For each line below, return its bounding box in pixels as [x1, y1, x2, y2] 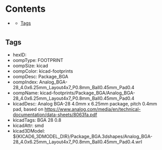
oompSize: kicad [12, 62, 49, 69]
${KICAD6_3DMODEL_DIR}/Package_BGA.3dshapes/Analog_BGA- [12, 133, 153, 139]
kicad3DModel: [12, 127, 45, 134]
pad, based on [12, 106, 44, 112]
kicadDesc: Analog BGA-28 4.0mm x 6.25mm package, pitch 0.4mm [12, 100, 157, 106]
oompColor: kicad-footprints [12, 68, 73, 74]
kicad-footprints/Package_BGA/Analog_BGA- [40, 90, 135, 96]
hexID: [12, 52, 27, 58]
